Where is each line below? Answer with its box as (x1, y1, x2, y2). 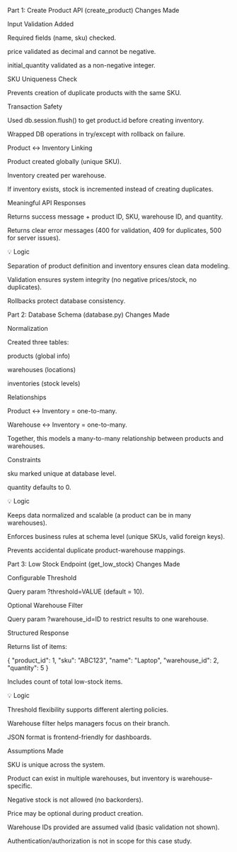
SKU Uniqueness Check (7, 75, 78, 83)
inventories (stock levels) (7, 379, 81, 388)
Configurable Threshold (7, 574, 77, 581)
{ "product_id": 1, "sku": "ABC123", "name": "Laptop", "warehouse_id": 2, (7, 656, 219, 665)
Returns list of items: (7, 643, 67, 650)
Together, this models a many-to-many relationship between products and (7, 435, 224, 442)
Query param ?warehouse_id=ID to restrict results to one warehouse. (7, 615, 209, 623)
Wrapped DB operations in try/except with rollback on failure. (7, 130, 185, 138)
